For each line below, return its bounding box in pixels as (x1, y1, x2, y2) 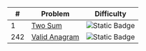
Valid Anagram (31, 32, 80, 41)
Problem (41, 9, 70, 18)
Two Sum (31, 21, 62, 30)
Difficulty (94, 9, 127, 18)
